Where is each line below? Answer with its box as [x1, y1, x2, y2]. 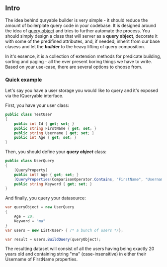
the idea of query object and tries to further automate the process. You [5, 27, 150, 34]
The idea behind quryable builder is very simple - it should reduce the [5, 17, 148, 23]
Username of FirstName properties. [5, 256, 78, 263]
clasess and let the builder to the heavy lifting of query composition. [5, 43, 145, 49]
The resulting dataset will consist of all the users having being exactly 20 [5, 246, 155, 252]
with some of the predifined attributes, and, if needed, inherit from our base [5, 38, 160, 44]
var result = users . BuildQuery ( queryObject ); [5, 237, 101, 242]
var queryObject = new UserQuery [5, 205, 75, 210]
